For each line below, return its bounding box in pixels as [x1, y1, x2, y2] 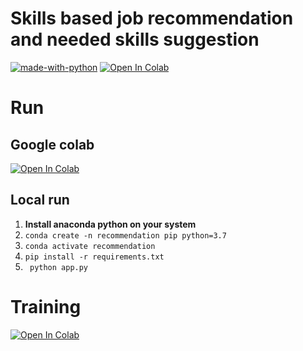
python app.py [29, 262, 89, 272]
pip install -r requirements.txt [24, 252, 165, 262]
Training [10, 295, 82, 318]
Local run [10, 192, 70, 209]
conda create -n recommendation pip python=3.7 [24, 230, 227, 241]
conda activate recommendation [24, 241, 156, 251]
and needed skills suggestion [10, 28, 260, 51]
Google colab [10, 136, 95, 153]
